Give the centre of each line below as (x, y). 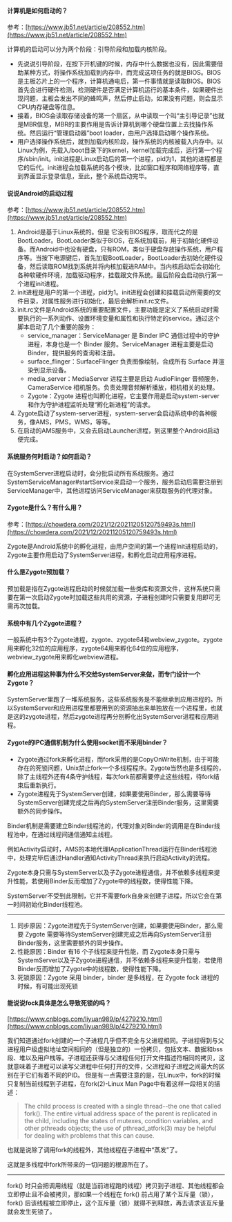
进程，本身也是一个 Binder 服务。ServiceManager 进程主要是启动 (120, 344)
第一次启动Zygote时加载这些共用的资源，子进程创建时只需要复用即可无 (120, 597)
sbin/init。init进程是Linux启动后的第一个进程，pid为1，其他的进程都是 (124, 159)
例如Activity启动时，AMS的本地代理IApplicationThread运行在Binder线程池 (112, 849)
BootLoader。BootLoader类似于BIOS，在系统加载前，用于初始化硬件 (115, 241)
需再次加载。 (25, 606)
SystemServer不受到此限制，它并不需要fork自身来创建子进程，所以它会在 (112, 896)
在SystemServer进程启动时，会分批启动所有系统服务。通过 (91, 473)
